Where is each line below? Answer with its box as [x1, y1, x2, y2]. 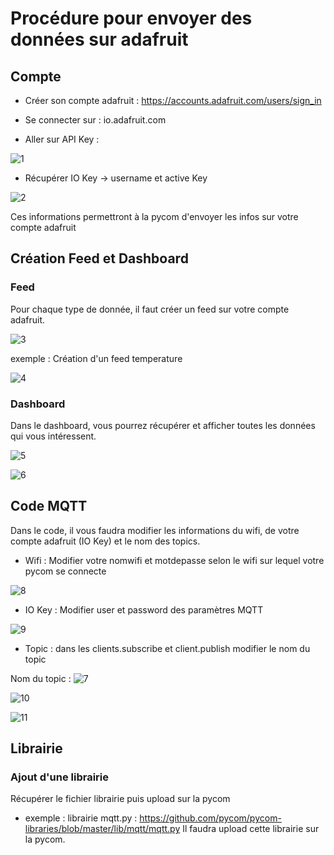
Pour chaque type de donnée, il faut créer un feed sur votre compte [10, 303, 290, 315]
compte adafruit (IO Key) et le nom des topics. [10, 535, 201, 547]
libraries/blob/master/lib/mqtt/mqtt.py [24, 823, 181, 835]
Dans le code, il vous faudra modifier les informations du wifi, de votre [10, 524, 300, 536]
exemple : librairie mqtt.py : [24, 812, 138, 824]
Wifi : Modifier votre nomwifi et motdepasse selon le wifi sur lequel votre [24, 554, 325, 566]
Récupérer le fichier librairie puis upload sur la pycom [10, 793, 231, 805]
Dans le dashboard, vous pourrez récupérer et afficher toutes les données [10, 419, 316, 431]
